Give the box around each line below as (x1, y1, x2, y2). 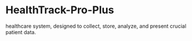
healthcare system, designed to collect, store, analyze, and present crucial (5, 23, 187, 29)
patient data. (5, 28, 37, 35)
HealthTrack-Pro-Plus (5, 3, 114, 17)
